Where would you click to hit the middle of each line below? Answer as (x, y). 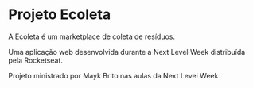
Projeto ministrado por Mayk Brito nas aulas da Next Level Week (113, 75)
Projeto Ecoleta (60, 15)
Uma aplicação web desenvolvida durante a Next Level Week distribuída (127, 52)
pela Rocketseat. (36, 60)
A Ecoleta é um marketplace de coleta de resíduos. (92, 36)
